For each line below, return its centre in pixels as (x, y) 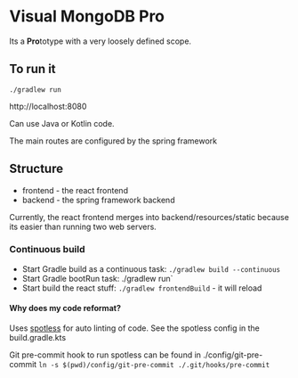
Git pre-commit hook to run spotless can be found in (105, 355)
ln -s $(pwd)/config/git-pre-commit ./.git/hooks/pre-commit (154, 366)
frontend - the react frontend (75, 190)
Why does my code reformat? (65, 308)
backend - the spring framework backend (98, 200)
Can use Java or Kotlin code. (62, 123)
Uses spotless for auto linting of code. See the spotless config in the (135, 328)
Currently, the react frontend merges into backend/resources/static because (149, 217)
